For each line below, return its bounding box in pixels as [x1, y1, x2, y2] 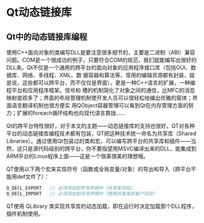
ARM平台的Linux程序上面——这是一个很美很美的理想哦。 [6, 153, 149, 159]
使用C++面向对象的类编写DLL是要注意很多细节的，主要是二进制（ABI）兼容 [6, 49, 195, 56]
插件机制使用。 [6, 210, 44, 217]
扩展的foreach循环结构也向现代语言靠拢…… [16, 110, 126, 116]
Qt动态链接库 [6, 5, 72, 19]
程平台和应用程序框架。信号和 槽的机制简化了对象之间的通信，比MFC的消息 [6, 87, 195, 94]
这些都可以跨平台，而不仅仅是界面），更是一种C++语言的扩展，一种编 [22, 79, 195, 86]
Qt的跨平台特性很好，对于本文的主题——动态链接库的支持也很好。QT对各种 [6, 122, 195, 129]
